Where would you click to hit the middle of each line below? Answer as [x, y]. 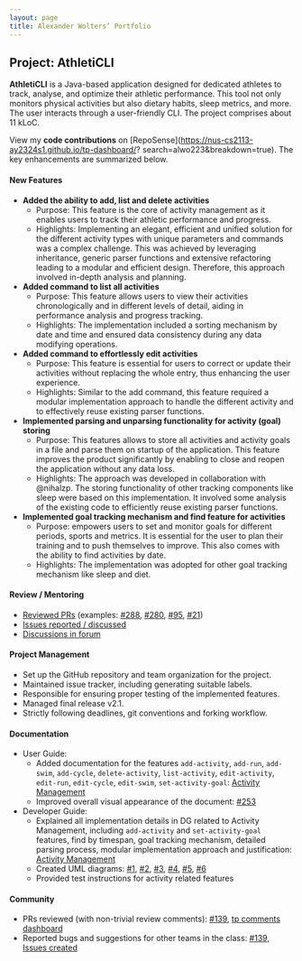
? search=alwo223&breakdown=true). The [215, 150]
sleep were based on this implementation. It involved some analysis [161, 497]
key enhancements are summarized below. [89, 160]
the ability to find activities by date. [101, 555]
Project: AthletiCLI [62, 63]
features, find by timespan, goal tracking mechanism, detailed [151, 840]
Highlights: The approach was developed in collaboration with [151, 478]
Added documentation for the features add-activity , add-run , [150, 763]
